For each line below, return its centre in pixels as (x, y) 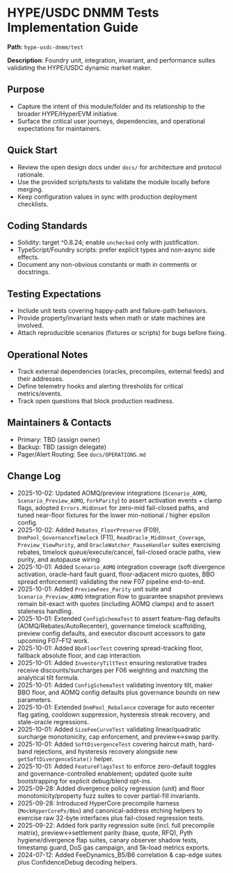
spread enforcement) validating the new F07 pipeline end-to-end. (111, 581)
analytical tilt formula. (48, 677)
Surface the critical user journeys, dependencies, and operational (111, 121)
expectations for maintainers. (59, 128)
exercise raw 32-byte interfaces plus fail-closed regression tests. (111, 817)
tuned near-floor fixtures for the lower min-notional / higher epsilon (114, 515)
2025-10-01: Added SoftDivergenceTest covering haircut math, (107, 744)
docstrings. (33, 272)
